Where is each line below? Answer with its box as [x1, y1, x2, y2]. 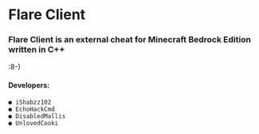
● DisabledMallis [8, 112, 66, 120]
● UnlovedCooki [8, 119, 59, 127]
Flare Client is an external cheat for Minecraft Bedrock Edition [8, 34, 251, 45]
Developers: [8, 81, 50, 90]
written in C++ [8, 44, 65, 55]
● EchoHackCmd [8, 105, 56, 113]
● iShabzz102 [8, 98, 52, 106]
